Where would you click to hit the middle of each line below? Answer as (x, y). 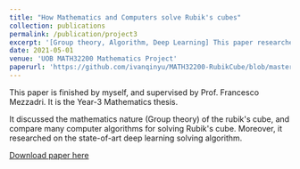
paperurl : (28, 68)
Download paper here (49, 155)
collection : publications (57, 26)
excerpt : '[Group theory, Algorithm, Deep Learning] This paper (131, 42)
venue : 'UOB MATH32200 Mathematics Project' (93, 59)
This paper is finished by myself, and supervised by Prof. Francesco (134, 92)
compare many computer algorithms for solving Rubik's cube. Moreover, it (146, 128)
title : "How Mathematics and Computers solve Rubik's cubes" (125, 17)
